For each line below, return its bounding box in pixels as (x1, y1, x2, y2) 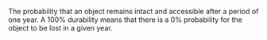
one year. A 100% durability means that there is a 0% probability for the (8, 15, 242, 24)
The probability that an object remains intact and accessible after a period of (8, 7, 259, 16)
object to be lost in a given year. (8, 24, 113, 32)
